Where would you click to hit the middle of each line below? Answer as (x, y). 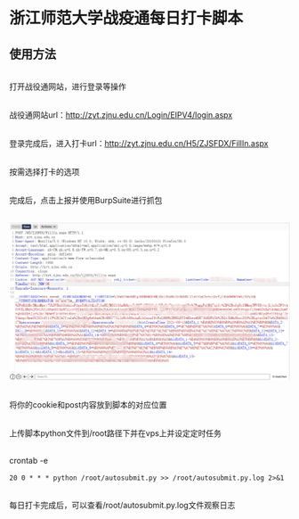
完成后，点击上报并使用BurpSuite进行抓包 (86, 200)
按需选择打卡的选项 (44, 172)
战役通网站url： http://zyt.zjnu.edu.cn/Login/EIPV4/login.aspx (121, 115)
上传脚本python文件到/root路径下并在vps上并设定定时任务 (116, 433)
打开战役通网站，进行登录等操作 (68, 86)
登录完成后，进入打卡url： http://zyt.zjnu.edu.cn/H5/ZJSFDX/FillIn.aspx (139, 143)
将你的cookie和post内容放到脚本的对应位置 (88, 405)
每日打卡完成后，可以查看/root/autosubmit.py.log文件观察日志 (122, 506)
